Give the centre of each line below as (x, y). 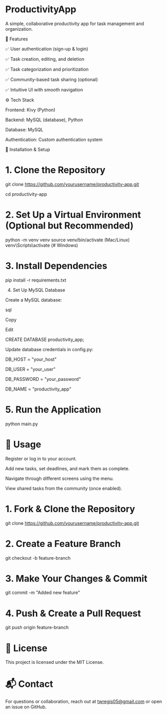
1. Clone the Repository (55, 170)
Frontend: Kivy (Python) (30, 110)
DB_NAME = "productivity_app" (38, 389)
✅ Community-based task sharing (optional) (52, 79)
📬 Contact (29, 684)
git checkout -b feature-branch (38, 558)
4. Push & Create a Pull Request (73, 613)
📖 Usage (23, 444)
